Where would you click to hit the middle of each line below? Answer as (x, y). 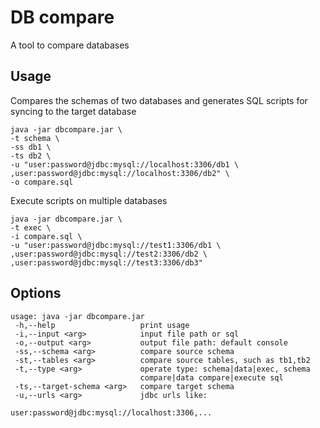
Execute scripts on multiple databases (89, 200)
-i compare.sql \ (46, 236)
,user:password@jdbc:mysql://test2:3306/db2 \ (109, 254)
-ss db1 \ (31, 147)
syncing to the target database (73, 111)
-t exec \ (31, 227)
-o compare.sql (42, 182)
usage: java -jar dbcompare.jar (77, 316)
